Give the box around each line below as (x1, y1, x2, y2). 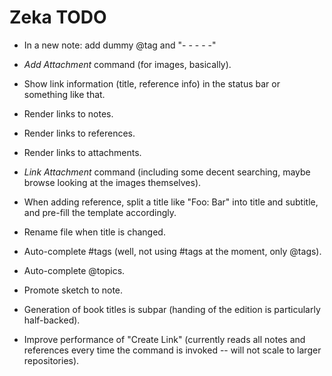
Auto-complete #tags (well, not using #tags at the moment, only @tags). (23, 245, 322, 257)
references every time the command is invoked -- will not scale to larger (23, 344, 322, 356)
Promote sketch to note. (23, 284, 124, 296)
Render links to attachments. (23, 146, 142, 158)
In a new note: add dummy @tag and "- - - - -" (23, 39, 217, 51)
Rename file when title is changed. (23, 226, 166, 238)
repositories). (23, 354, 80, 366)
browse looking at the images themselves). (23, 176, 202, 188)
